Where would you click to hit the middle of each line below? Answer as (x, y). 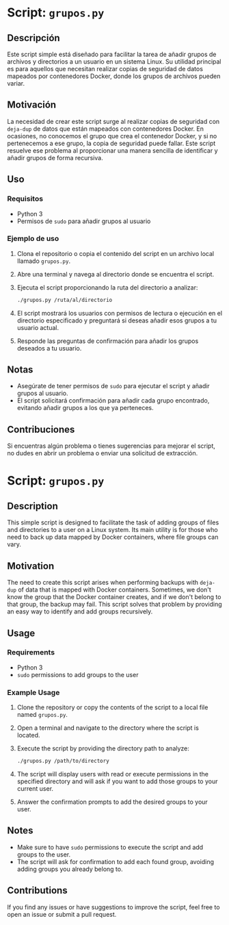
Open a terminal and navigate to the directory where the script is (108, 728)
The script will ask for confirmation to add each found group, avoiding (115, 861)
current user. (35, 788)
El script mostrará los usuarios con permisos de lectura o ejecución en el (120, 313)
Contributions (37, 890)
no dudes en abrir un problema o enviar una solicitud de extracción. (103, 453)
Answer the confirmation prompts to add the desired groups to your (112, 802)
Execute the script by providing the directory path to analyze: (103, 748)
